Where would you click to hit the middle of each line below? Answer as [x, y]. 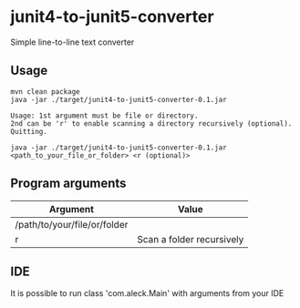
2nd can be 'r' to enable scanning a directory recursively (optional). [151, 123]
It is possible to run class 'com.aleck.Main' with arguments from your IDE [147, 293]
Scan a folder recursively [191, 239]
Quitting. [29, 131]
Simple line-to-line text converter [72, 42]
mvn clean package [45, 92]
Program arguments [68, 184]
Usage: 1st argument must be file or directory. [104, 116]
